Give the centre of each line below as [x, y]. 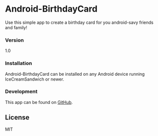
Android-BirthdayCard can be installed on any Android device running [75, 74]
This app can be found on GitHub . [39, 102]
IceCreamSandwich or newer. [35, 79]
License [17, 118]
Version [15, 40]
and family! [16, 27]
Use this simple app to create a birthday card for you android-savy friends [79, 22]
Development [21, 92]
